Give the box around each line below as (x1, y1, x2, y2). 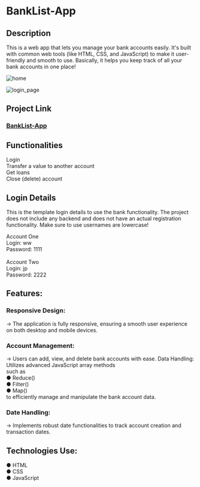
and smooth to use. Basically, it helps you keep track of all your (26, 57, 183, 64)
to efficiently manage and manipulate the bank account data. (6, 393, 156, 400)
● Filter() (6, 380, 29, 387)
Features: (6, 288, 43, 299)
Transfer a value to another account (6, 163, 95, 170)
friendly (6, 57, 26, 64)
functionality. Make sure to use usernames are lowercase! (6, 221, 149, 229)
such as (6, 368, 26, 375)
